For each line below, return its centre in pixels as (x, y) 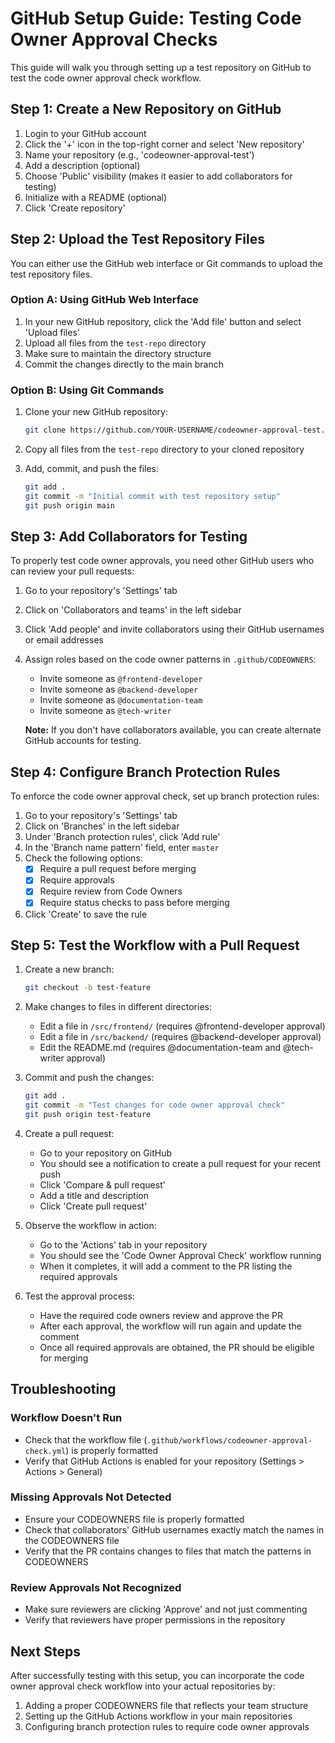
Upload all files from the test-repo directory (115, 343)
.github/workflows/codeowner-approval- (229, 1440)
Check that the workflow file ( (86, 1439)
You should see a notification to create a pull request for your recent (180, 1163)
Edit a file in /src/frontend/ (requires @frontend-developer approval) (182, 1026)
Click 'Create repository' (75, 208)
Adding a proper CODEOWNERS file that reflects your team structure (166, 1705)
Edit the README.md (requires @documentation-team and (160, 1048)
